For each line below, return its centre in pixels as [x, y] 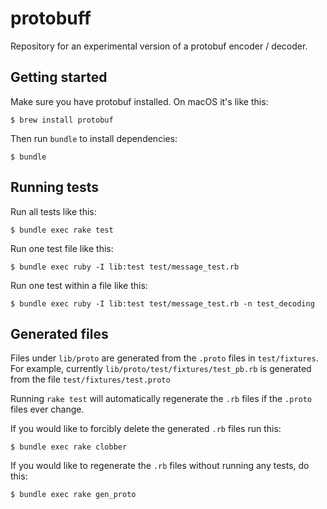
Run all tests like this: [53, 211]
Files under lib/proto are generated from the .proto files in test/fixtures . [164, 358]
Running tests [55, 187]
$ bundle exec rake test [62, 230]
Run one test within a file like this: [79, 285]
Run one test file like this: [62, 248]
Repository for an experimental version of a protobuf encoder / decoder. [159, 46]
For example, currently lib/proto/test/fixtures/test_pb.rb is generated [161, 369]
